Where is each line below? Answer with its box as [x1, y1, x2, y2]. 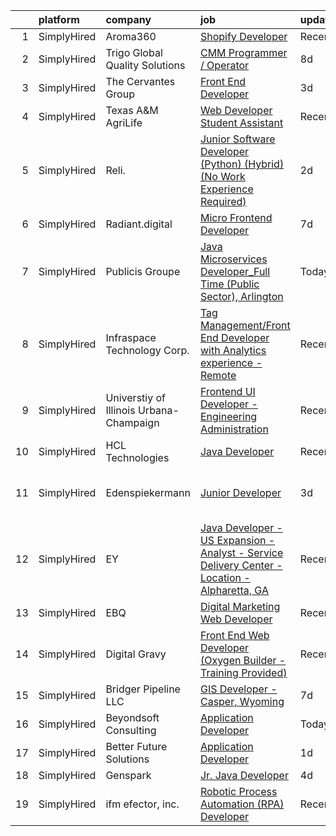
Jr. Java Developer [199, 769, 289, 782]
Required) [199, 195, 247, 208]
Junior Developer [199, 486, 282, 499]
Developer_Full [199, 265, 271, 278]
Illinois [105, 404, 136, 417]
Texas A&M [105, 104, 159, 117]
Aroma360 [105, 30, 157, 43]
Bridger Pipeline [105, 682, 181, 696]
